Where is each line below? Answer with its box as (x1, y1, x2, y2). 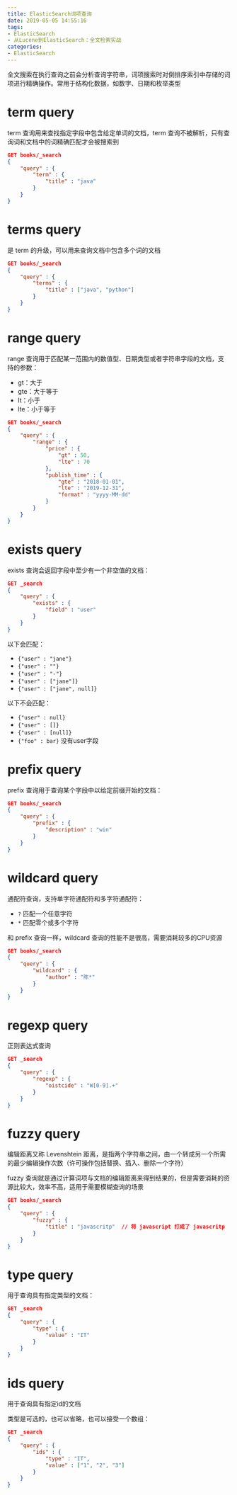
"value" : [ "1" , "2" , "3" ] (45, 1462, 125, 1469)
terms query (7, 222, 81, 237)
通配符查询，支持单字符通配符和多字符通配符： (7, 894, 144, 903)
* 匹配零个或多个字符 (17, 918, 79, 926)
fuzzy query (7, 1125, 81, 1142)
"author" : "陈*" (45, 974, 96, 981)
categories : (7, 43, 42, 50)
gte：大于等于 (17, 387, 59, 395)
